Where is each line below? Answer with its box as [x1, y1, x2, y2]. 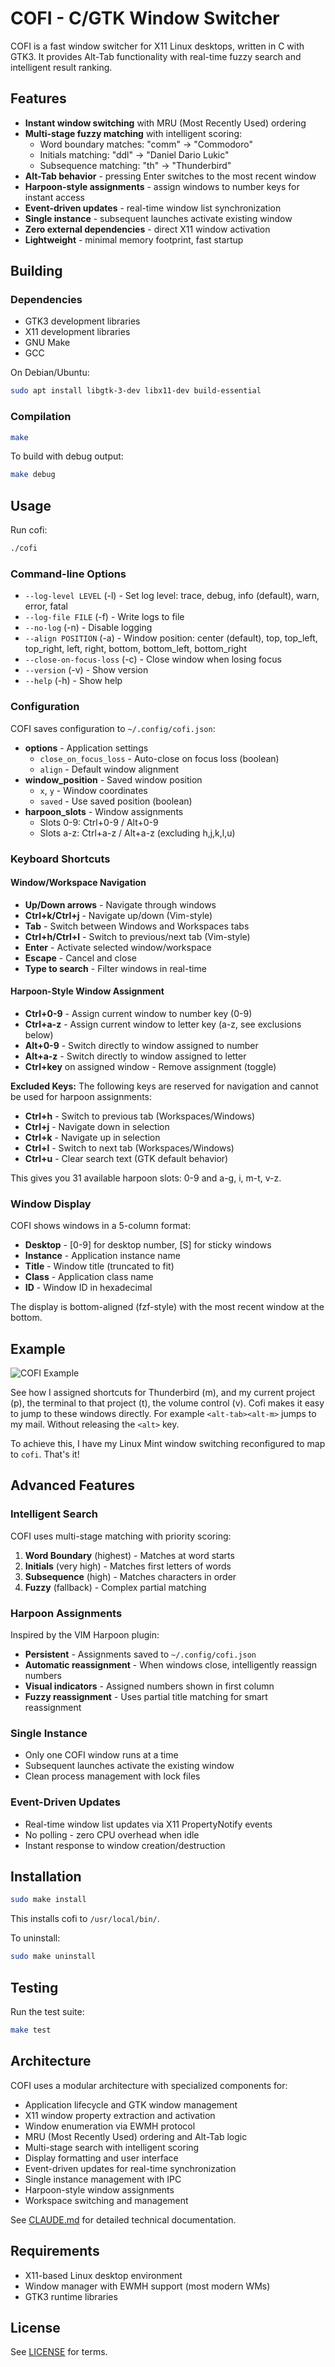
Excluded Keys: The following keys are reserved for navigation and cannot [10, 1080, 319, 1092]
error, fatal [24, 600, 68, 612]
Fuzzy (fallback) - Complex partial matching [24, 1581, 207, 1593]
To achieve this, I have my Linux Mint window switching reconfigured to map [10, 1438, 326, 1450]
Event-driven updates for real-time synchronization [24, 2162, 237, 2174]
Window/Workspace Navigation [10, 877, 147, 889]
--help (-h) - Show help [24, 675, 123, 687]
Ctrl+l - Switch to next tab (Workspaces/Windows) [24, 1142, 235, 1154]
